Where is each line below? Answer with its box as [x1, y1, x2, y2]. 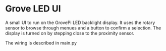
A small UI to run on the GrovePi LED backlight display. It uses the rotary [5, 19, 155, 25]
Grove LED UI [5, 3, 62, 14]
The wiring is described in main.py [5, 39, 77, 45]
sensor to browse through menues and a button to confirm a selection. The [5, 24, 161, 30]
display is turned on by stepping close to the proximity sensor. [5, 30, 135, 36]
